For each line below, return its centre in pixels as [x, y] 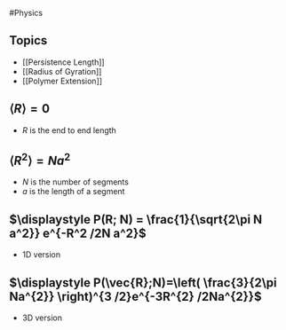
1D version [41, 255]
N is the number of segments [75, 182]
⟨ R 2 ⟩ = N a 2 [40, 160]
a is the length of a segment [73, 192]
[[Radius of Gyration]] [62, 71]
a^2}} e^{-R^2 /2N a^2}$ [78, 233]
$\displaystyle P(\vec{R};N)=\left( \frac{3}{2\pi [143, 283]
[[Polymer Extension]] [62, 81]
